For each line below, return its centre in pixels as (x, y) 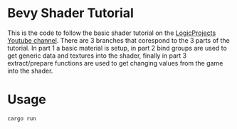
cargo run (22, 118)
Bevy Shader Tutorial (70, 13)
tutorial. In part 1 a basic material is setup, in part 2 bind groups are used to (117, 48)
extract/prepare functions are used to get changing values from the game (115, 63)
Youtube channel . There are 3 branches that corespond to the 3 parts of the (118, 40)
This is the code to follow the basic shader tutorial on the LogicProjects (112, 33)
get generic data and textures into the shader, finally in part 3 (97, 56)
